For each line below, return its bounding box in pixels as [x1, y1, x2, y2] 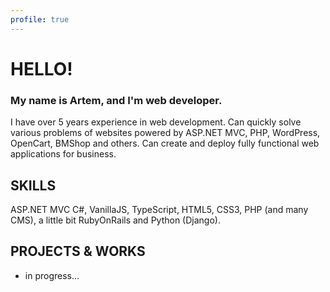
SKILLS [10, 177, 57, 194]
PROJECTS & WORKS [10, 243, 146, 260]
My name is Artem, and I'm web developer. [10, 93, 223, 107]
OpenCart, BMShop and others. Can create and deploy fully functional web [10, 137, 320, 150]
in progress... [24, 269, 80, 281]
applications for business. [10, 148, 117, 160]
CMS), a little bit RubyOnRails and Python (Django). [10, 214, 221, 226]
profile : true [10, 14, 70, 25]
